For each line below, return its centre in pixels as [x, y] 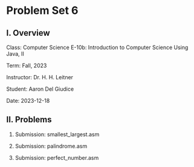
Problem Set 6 [42, 11]
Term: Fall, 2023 [27, 65]
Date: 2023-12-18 [28, 101]
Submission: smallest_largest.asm [57, 134]
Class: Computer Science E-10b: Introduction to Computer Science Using [97, 47]
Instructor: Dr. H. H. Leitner [40, 77]
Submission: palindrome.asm [51, 146]
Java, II [15, 54]
